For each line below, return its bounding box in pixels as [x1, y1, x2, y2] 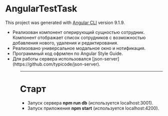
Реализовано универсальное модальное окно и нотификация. [12, 45, 146, 51]
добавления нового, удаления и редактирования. [12, 39, 118, 45]
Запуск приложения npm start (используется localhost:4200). [27, 105, 159, 111]
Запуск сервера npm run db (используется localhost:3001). [27, 99, 153, 105]
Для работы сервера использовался [12, 55, 91, 61]
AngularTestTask [5, 3, 77, 14]
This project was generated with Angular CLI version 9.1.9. [5, 19, 125, 25]
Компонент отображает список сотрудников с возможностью [12, 34, 146, 40]
